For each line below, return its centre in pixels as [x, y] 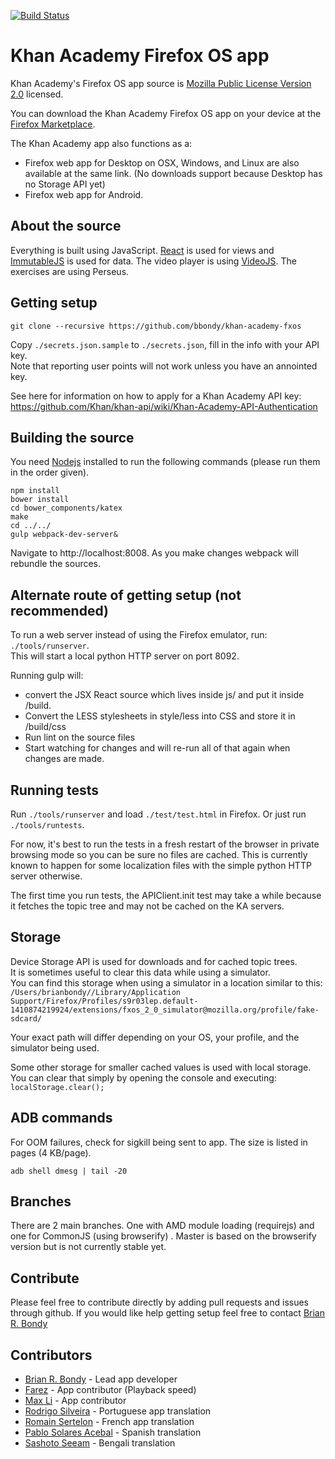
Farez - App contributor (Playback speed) [110, 1390]
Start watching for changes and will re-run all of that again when [157, 748]
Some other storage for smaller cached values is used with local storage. [161, 1067]
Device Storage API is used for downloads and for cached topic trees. [154, 961]
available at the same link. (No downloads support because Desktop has [173, 173]
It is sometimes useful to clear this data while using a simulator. [140, 972]
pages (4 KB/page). [51, 1152]
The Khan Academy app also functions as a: [101, 143]
